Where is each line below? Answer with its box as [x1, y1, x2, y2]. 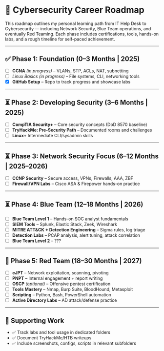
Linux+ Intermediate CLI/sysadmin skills [12, 132, 93, 138]
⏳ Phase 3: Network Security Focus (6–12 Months [5, 152, 159, 161]
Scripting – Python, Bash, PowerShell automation [12, 292, 111, 298]
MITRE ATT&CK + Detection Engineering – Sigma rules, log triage [12, 227, 145, 232]
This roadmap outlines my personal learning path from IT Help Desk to [5, 21, 146, 26]
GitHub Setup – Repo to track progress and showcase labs [12, 79, 131, 84]
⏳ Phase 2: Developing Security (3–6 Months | [5, 99, 148, 107]
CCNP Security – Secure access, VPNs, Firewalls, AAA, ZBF [12, 175, 133, 181]
